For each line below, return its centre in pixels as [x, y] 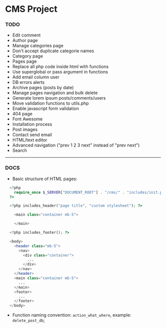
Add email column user [36, 77]
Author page [25, 40]
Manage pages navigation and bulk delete [55, 93]
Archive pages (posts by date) [43, 88]
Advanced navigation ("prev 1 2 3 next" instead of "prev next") [76, 145]
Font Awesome [27, 119]
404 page [22, 114]
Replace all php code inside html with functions [60, 67]
